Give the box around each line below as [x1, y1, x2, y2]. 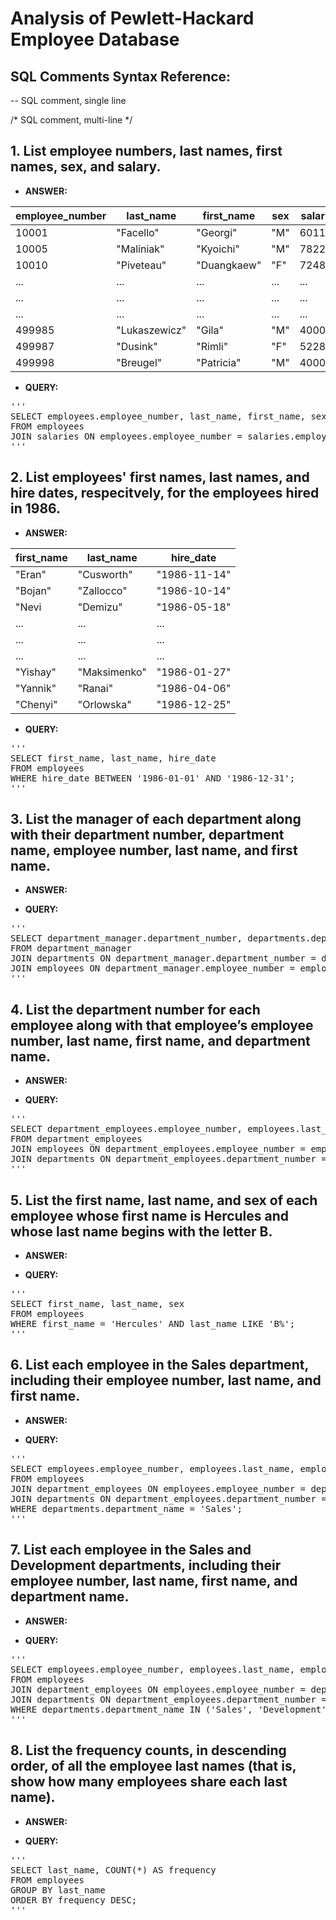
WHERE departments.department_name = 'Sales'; [10, 1503, 243, 1514]
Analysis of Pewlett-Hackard [10, 7, 255, 30]
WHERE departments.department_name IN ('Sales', [10, 1703, 253, 1715]
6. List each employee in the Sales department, [10, 1357, 309, 1374]
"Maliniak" [116, 242, 165, 256]
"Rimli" [196, 339, 229, 353]
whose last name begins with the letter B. [10, 1223, 273, 1240]
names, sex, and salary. [10, 158, 162, 176]
